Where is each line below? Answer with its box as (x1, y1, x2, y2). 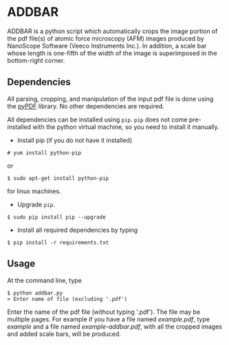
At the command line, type (7, 276, 83, 284)
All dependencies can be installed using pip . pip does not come (7, 115, 188, 124)
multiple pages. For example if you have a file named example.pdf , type (7, 315, 210, 323)
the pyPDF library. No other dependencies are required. (7, 101, 165, 110)
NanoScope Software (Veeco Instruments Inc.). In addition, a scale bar (7, 41, 207, 50)
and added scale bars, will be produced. (7, 329, 122, 338)
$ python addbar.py (7, 289, 63, 297)
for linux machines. (7, 187, 61, 195)
